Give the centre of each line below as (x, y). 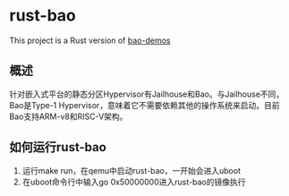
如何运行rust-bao (58, 147)
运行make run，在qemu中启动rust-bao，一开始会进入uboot (132, 170)
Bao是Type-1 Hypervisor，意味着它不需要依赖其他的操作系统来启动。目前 (144, 105)
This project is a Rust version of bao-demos (90, 40)
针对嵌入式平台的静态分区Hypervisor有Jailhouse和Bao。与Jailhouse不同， (147, 94)
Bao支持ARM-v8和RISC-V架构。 (68, 116)
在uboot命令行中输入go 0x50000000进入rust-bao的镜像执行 (134, 182)
